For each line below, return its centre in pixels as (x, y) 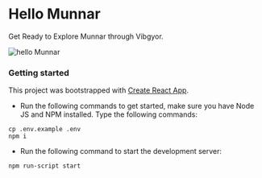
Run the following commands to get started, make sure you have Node (137, 106)
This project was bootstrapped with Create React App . (99, 90)
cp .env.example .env (45, 130)
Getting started (39, 72)
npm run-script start (45, 166)
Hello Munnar (54, 14)
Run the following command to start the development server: (121, 151)
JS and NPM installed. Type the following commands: (108, 114)
